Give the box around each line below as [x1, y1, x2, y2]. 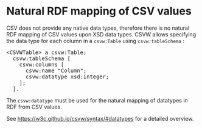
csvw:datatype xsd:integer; [25, 73, 110, 80]
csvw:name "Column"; [25, 67, 87, 74]
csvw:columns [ [19, 61, 64, 68]
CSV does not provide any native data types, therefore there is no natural [6, 24, 190, 32]
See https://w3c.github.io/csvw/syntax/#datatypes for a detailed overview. [6, 115, 194, 122]
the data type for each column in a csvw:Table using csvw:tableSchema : [6, 37, 184, 44]
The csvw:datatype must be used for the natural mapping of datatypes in [6, 96, 189, 104]
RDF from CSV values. [6, 103, 62, 110]
